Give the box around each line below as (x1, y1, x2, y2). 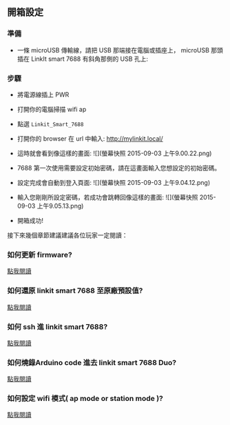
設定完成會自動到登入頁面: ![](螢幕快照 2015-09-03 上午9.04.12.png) (17, 178, 211, 186)
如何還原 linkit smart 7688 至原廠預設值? (7, 286, 143, 295)
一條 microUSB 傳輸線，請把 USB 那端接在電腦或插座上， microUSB (17, 46, 210, 54)
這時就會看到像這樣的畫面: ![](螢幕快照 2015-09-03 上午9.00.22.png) (17, 149, 212, 157)
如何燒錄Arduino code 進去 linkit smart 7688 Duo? (7, 357, 177, 367)
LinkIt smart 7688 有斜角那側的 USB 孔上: (30, 55, 149, 63)
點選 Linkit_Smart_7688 (17, 119, 84, 128)
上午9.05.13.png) (36, 201, 84, 210)
